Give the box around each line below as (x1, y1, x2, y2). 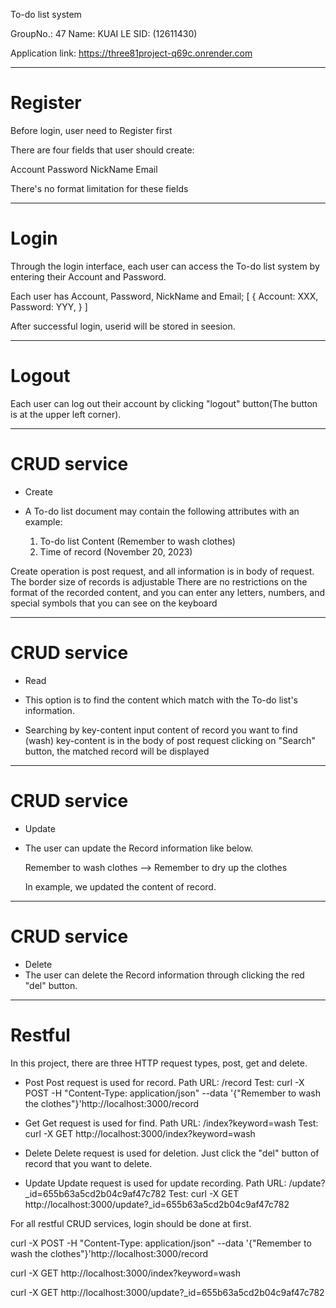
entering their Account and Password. (10, 270, 167, 283)
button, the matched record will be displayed (24, 745, 210, 757)
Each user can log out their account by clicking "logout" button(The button (10, 397, 318, 409)
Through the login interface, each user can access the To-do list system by (10, 260, 320, 272)
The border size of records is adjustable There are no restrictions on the (10, 575, 308, 588)
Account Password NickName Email (10, 163, 158, 175)
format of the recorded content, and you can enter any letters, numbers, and (10, 586, 326, 598)
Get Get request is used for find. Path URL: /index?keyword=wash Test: (24, 1117, 319, 1129)
